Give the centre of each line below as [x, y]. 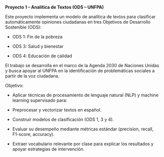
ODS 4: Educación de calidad [42, 56]
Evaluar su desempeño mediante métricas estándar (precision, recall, [83, 129]
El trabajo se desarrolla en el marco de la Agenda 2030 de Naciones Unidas [82, 65]
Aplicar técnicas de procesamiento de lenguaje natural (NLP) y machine [85, 95]
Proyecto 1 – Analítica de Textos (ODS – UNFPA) [55, 7]
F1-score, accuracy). [33, 134]
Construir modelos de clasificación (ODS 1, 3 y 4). [63, 119]
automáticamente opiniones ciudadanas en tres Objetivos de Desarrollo [78, 22]
